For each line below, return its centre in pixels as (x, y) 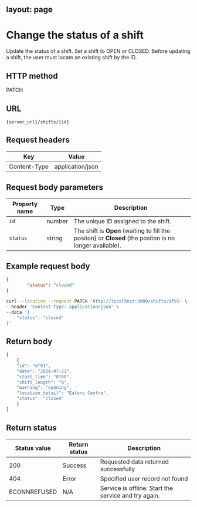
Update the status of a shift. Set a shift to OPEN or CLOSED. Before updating (98, 51)
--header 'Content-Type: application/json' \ (62, 307)
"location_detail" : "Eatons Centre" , (63, 393)
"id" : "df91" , (34, 366)
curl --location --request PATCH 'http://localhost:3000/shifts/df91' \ (97, 301)
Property (25, 204)
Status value (33, 448)
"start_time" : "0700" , (44, 377)
